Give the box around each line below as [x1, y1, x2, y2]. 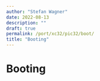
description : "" [6, 20, 46, 26]
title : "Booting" [6, 36, 49, 42]
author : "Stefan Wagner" [6, 8, 68, 15]
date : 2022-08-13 [6, 14, 49, 20]
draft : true [6, 25, 36, 32]
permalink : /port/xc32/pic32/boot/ [6, 31, 95, 37]
